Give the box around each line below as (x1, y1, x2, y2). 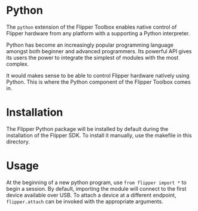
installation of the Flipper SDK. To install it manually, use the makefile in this (6, 132, 193, 139)
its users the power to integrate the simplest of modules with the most (6, 54, 179, 61)
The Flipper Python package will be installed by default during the (6, 125, 169, 132)
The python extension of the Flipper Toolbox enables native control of (6, 23, 177, 30)
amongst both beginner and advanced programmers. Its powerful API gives (6, 47, 192, 54)
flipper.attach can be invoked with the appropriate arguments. (6, 198, 163, 205)
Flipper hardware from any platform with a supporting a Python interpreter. (6, 29, 190, 36)
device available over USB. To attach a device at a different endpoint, (6, 191, 176, 198)
